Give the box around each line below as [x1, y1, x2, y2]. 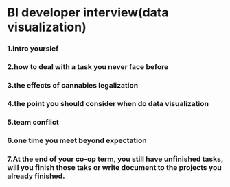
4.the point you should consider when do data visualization [7, 99, 209, 108]
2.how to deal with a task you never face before [7, 62, 169, 72]
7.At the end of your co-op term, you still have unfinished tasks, [7, 154, 224, 164]
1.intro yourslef [7, 44, 59, 53]
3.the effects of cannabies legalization [7, 80, 139, 90]
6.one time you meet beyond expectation [7, 136, 147, 145]
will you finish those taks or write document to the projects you [7, 162, 222, 172]
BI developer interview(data [7, 5, 169, 21]
